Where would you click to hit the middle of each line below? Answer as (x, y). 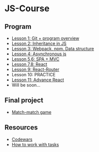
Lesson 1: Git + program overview (45, 38)
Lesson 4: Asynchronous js (39, 54)
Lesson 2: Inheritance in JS (39, 43)
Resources (21, 128)
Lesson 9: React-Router (35, 69)
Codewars (22, 139)
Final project (24, 100)
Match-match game (31, 112)
